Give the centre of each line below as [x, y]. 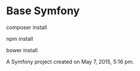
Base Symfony [43, 11]
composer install [27, 27]
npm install [20, 38]
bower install [22, 50]
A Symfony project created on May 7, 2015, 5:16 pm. [70, 62]
